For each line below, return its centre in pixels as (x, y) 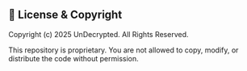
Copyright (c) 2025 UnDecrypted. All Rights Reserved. (98, 34)
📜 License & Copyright (65, 15)
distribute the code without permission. (73, 58)
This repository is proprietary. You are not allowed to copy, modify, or (123, 50)
